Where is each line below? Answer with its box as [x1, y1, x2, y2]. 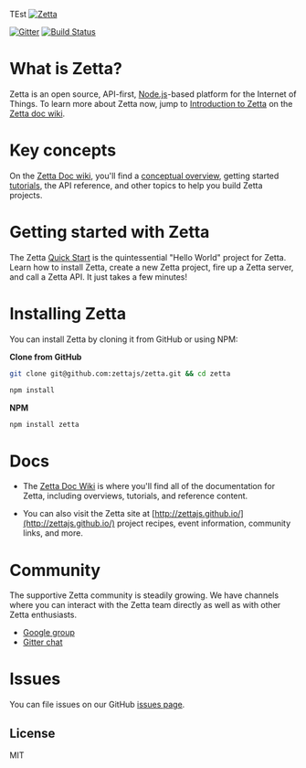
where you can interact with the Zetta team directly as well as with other [9, 600, 281, 611]
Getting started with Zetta [9, 222, 210, 242]
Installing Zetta [9, 304, 127, 324]
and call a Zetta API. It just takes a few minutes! [9, 271, 188, 283]
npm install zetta [9, 420, 79, 429]
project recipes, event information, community [117, 517, 291, 529]
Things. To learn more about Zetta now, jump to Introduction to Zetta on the [9, 98, 293, 109]
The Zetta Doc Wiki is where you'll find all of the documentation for [22, 481, 276, 492]
